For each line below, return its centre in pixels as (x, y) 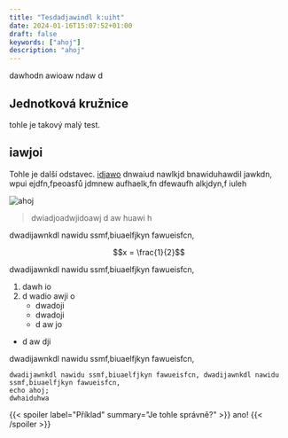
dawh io (36, 286)
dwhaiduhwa (29, 398)
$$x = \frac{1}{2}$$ (149, 252)
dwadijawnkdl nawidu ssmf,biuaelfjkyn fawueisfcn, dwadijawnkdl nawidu (144, 375)
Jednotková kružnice (69, 103)
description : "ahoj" (47, 51)
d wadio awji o (48, 296)
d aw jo (49, 324)
